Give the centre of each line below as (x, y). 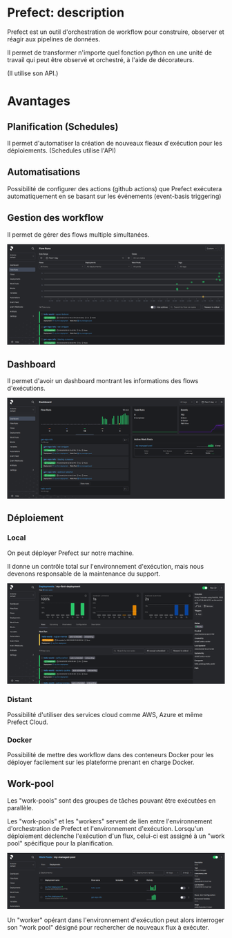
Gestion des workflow (55, 218)
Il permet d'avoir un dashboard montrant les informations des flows (103, 381)
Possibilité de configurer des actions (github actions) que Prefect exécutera (115, 188)
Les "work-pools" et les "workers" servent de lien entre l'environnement (110, 821)
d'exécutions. (27, 389)
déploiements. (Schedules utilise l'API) (61, 150)
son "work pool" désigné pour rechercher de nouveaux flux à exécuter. (108, 928)
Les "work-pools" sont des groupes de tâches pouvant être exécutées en (112, 800)
